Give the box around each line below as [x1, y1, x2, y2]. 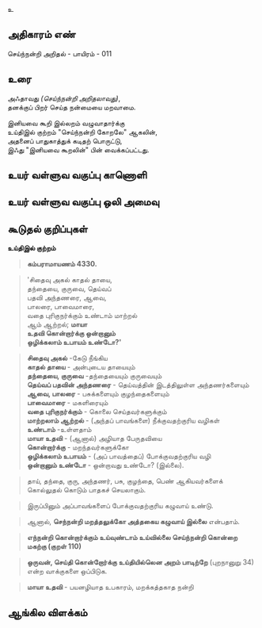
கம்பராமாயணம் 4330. [26, 259, 98, 269]
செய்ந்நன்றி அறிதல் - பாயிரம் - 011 [7, 48, 112, 58]
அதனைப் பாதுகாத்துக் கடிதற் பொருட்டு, [7, 136, 123, 145]
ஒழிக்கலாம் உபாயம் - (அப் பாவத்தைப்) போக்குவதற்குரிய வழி [26, 451, 211, 461]
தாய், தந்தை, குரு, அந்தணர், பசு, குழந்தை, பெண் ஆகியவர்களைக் [26, 477, 223, 486]
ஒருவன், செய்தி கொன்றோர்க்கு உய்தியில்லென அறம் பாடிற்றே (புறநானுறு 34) [26, 557, 255, 567]
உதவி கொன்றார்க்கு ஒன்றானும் [26, 328, 116, 338]
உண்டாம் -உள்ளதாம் [26, 425, 92, 435]
